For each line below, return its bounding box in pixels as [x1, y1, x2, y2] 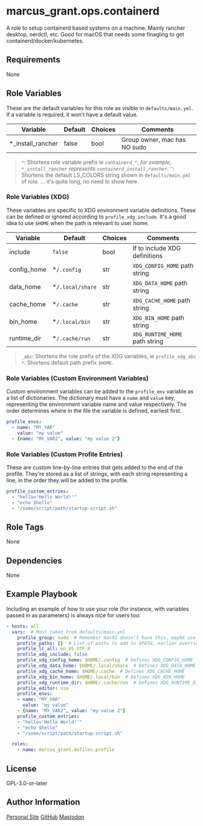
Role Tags [6, 522, 44, 532]
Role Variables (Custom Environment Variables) [6, 374, 149, 382]
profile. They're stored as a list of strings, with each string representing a [6, 470, 188, 477]
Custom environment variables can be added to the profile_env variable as [6, 388, 194, 395]
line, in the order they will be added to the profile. [6, 476, 129, 483]
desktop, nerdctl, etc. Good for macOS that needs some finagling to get [6, 30, 184, 38]
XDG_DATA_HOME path [132, 278, 188, 287]
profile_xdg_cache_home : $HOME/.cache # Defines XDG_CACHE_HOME [17, 668, 185, 674]
